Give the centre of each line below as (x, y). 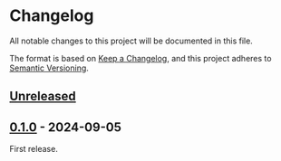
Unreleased (43, 96)
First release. (34, 149)
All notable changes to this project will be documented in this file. (131, 41)
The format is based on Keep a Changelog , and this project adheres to (140, 58)
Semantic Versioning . (49, 68)
